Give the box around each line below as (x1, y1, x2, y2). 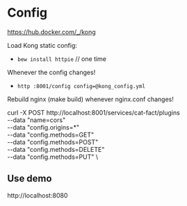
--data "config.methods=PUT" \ (7, 153, 99, 161)
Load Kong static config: (7, 41, 78, 49)
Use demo (7, 173, 52, 184)
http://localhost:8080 (7, 191, 68, 199)
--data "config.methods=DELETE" (7, 145, 105, 153)
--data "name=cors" (7, 116, 66, 124)
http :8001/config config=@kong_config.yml (17, 83, 146, 89)
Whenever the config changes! (7, 68, 96, 76)
